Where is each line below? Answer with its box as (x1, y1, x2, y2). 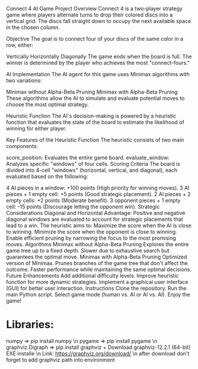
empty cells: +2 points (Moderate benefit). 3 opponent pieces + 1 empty (6, 197, 181, 204)
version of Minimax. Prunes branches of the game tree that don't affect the (6, 260, 188, 266)
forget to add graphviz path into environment (6, 356, 115, 363)
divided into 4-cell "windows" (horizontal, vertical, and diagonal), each (6, 166, 178, 174)
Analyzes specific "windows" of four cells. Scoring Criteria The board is (6, 161, 181, 167)
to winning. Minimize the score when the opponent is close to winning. (6, 228, 177, 235)
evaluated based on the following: (6, 173, 88, 179)
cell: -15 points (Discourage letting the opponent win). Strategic (6, 203, 160, 210)
